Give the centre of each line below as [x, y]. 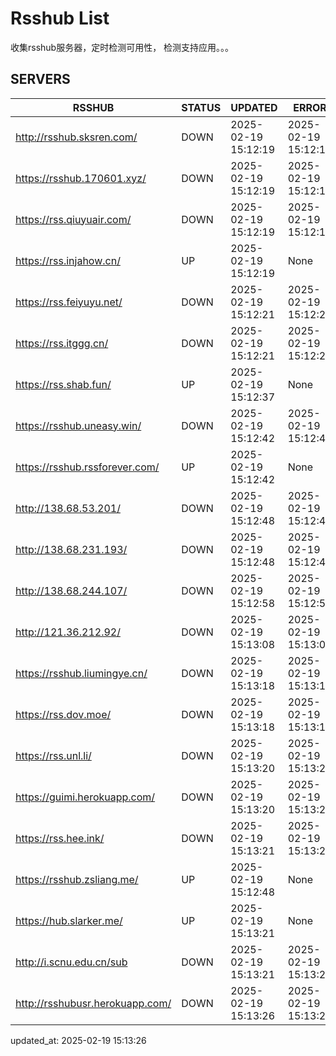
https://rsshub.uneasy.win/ [78, 425]
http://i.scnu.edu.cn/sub [71, 962]
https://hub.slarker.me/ [69, 920]
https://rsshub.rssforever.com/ [87, 467]
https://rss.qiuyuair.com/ [73, 219]
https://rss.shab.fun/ [63, 384]
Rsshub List [60, 18]
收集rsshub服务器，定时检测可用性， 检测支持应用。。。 [122, 47]
